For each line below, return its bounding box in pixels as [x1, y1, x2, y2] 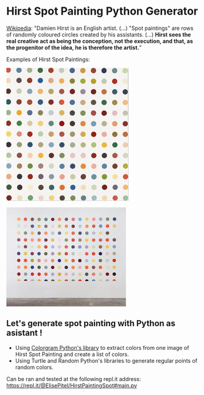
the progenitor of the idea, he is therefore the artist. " [6, 44, 142, 51]
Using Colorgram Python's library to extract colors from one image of [15, 344, 189, 351]
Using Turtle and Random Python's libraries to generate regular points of [15, 357, 198, 364]
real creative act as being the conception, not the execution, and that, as [6, 37, 194, 44]
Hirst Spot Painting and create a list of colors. [15, 351, 129, 358]
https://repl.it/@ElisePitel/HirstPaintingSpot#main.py [6, 382, 138, 389]
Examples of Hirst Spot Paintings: [6, 55, 90, 63]
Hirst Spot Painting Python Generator [6, 4, 199, 18]
